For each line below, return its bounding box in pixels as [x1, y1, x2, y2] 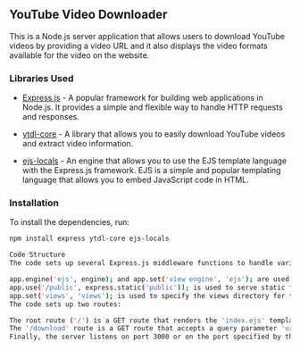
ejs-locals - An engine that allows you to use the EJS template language [21, 155, 287, 166]
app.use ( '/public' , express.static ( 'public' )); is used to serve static [9, 283, 286, 292]
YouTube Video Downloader [9, 7, 168, 22]
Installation [9, 196, 60, 209]
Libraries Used [9, 71, 74, 84]
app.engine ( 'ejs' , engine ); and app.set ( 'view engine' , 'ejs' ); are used [9, 275, 290, 284]
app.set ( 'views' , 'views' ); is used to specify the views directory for [9, 291, 286, 300]
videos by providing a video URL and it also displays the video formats [9, 40, 268, 51]
